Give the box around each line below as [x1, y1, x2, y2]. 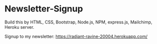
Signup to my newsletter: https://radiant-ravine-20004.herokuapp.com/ [4, 33, 148, 39]
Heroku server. [4, 24, 35, 30]
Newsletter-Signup [4, 3, 83, 14]
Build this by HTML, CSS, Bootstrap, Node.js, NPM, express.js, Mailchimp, [4, 19, 153, 25]
